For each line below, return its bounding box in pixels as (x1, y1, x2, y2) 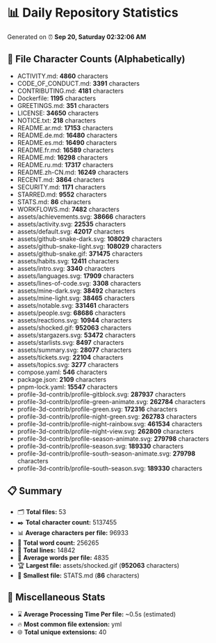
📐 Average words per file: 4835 (17, 553, 109, 561)
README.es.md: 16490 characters (17, 138, 117, 146)
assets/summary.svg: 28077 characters (17, 346, 132, 354)
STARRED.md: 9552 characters (17, 190, 107, 199)
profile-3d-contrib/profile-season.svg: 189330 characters (17, 442, 184, 450)
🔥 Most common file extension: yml (17, 620, 122, 628)
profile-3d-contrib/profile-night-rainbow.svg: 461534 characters (17, 419, 203, 428)
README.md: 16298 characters (17, 153, 108, 162)
